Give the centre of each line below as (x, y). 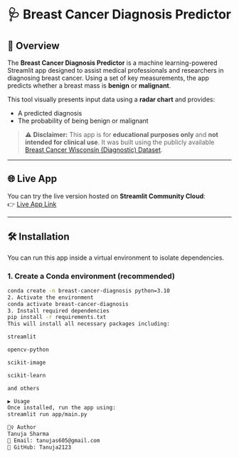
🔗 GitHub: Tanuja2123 (39, 447)
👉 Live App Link (32, 204)
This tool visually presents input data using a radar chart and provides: (111, 99)
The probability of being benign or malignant (83, 121)
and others (23, 388)
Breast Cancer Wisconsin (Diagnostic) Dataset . (94, 150)
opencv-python (28, 350)
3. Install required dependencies (59, 311)
